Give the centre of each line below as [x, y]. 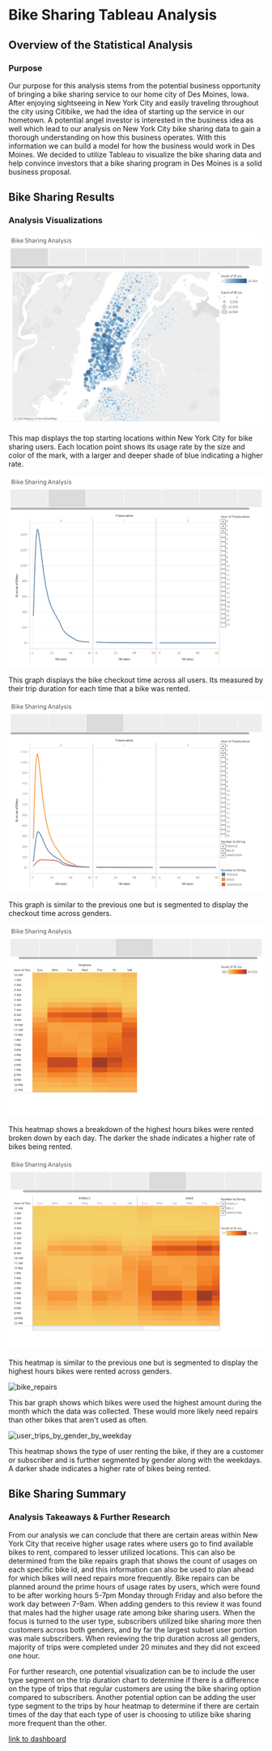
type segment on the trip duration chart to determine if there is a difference [134, 1680]
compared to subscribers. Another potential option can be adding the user [132, 1697]
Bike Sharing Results [62, 198]
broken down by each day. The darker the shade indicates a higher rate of [132, 1138]
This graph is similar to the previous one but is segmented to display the [129, 905]
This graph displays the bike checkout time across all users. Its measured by [136, 680]
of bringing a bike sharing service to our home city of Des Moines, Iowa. [129, 94]
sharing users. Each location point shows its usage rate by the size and [127, 447]
